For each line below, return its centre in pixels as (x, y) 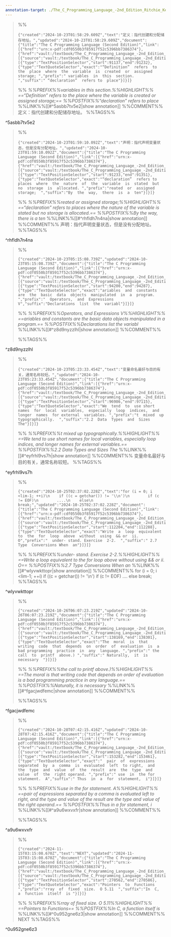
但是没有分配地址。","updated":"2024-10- (66, 148)
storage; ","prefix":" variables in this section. (76, 76)
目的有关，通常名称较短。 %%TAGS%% (60, 462)
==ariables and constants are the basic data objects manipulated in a (91, 319)
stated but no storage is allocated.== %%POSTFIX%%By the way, (88, 213)
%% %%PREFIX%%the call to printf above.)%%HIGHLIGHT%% (85, 669)
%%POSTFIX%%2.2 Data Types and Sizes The (68, 450)
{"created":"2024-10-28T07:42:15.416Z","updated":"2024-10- (83, 730)
